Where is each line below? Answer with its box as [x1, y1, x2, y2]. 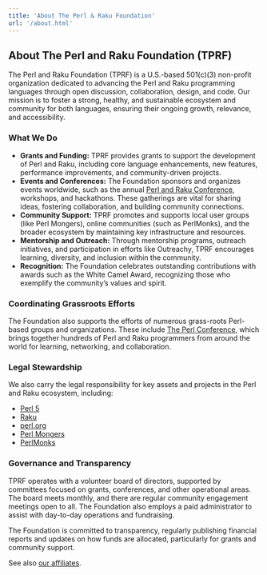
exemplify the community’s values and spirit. [19, 278, 167, 288]
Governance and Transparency [8, 457, 132, 469]
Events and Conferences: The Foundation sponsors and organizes [19, 176, 241, 186]
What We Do [8, 133, 58, 144]
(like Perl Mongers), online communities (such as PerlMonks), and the [19, 218, 250, 228]
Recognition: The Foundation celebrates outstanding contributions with [19, 261, 257, 270]
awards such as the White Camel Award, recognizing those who [19, 270, 231, 279]
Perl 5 [19, 404, 40, 413]
